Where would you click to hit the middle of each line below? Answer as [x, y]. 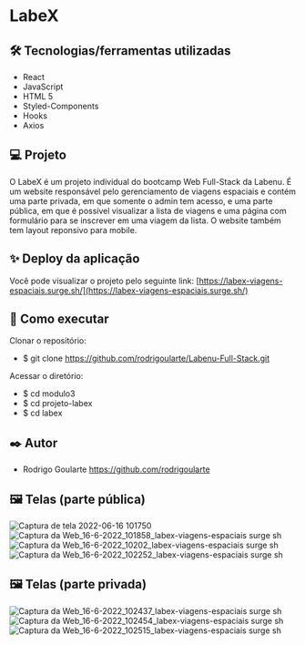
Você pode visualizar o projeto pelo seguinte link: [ [105, 281]
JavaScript [43, 87]
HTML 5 [38, 96]
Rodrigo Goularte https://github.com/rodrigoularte [117, 469]
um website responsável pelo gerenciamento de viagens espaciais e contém [152, 191]
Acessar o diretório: [46, 376]
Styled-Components [61, 106]
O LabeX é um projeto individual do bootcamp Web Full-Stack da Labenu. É [151, 181]
